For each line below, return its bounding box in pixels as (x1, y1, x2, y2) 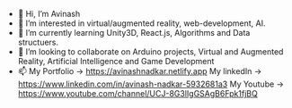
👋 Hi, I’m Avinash (17, 9, 81, 19)
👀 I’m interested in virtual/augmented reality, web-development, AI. (17, 18, 266, 29)
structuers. (17, 37, 59, 47)
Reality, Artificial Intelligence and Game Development (17, 56, 215, 66)
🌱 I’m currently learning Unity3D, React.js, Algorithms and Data (17, 28, 251, 37)
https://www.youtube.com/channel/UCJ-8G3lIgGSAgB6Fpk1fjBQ (17, 88, 258, 98)
